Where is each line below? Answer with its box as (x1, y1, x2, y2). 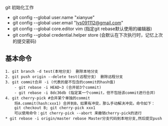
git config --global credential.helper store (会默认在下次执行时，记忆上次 (12, 32, 163, 38)
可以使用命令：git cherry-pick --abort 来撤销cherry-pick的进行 (14, 110, 142, 115)
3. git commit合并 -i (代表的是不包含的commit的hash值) (5, 79, 116, 84)
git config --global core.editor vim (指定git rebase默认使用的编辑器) (12, 26, 152, 32)
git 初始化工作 (5, 5, 34, 10)
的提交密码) (12, 38, 37, 44)
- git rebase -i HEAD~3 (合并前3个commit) (14, 85, 102, 90)
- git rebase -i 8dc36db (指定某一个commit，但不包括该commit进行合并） (14, 90, 157, 95)
